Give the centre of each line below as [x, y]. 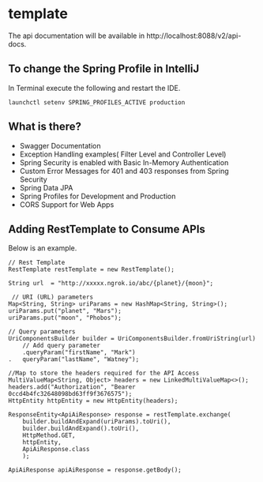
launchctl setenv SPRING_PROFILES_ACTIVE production [97, 102]
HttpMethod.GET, [49, 435]
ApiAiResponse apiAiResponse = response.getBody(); [95, 470]
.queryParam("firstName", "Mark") [79, 352]
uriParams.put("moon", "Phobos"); [65, 318]
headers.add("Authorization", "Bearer [72, 387]
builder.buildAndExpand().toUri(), [81, 429]
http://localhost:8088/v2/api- [194, 36]
